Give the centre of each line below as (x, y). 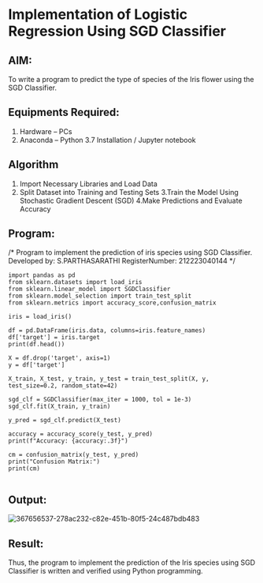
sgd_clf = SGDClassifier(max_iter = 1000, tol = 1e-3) (100, 400)
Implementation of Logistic (98, 15)
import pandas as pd (42, 275)
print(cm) (24, 469)
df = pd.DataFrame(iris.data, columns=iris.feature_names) (107, 331)
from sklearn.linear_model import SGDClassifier (89, 290)
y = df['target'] (37, 365)
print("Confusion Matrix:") (54, 462)
